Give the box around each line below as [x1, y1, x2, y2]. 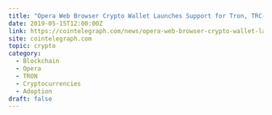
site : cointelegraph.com [8, 34, 92, 43]
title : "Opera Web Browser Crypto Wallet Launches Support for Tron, [8, 11, 249, 20]
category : [8, 49, 42, 57]
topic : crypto [8, 42, 57, 50]
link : [8, 27, 27, 35]
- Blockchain [15, 57, 60, 66]
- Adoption [15, 87, 53, 96]
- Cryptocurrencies [15, 79, 82, 87]
